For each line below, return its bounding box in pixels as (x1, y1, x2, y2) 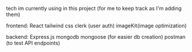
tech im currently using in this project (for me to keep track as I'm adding (6, 5, 182, 12)
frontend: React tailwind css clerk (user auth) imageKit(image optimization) (6, 23, 187, 29)
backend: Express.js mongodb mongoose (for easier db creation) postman (6, 34, 186, 40)
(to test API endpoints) (6, 40, 60, 46)
